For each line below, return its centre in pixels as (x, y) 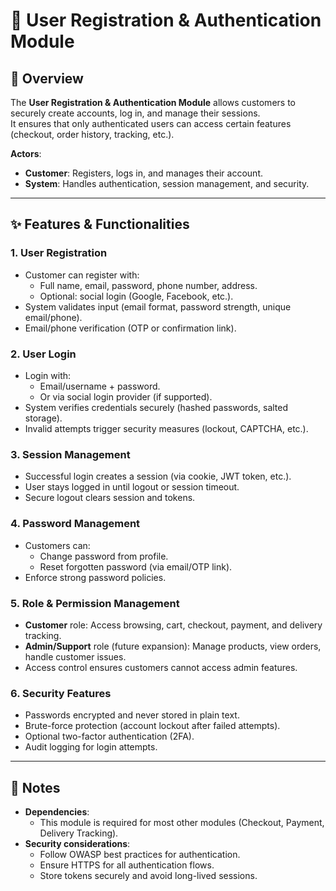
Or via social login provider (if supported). (126, 396)
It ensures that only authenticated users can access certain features (151, 123)
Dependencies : (57, 811)
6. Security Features (61, 693)
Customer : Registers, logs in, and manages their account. (143, 173)
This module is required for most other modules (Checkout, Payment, (182, 822)
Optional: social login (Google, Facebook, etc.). (136, 296)
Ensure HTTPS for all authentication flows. (127, 865)
